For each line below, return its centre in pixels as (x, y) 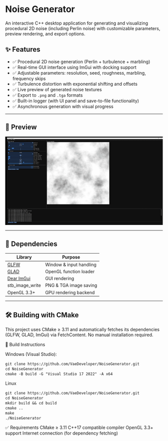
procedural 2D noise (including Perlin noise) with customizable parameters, (83, 28)
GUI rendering (59, 279)
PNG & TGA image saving (71, 285)
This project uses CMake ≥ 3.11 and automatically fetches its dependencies (82, 330)
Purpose (71, 257)
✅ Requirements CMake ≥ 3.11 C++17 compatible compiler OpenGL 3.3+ (79, 427)
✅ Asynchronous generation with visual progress (63, 106)
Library (24, 257)
